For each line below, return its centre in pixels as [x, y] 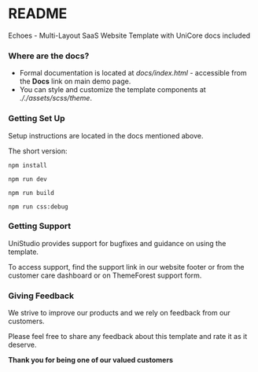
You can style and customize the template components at [112, 90]
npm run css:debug [38, 206]
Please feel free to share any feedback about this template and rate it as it [128, 337]
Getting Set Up [37, 119]
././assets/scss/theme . [56, 98]
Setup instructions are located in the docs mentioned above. [106, 135]
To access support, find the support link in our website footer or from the [127, 267]
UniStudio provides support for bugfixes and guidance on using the [117, 243]
